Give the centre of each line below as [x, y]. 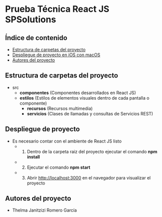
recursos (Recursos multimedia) [60, 108]
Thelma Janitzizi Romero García [45, 210]
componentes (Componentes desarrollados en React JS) [78, 93]
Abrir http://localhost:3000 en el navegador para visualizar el [89, 178]
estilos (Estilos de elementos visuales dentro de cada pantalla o [84, 98]
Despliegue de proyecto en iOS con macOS [56, 55]
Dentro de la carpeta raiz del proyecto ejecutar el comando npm [92, 151]
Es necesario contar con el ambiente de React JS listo [67, 141]
